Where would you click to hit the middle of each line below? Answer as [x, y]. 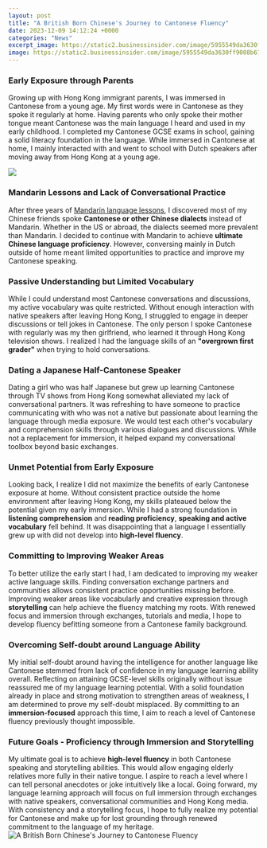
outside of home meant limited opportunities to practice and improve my [126, 252]
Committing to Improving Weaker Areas [86, 556]
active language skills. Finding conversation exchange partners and [118, 581]
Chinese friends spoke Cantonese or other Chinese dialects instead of [125, 218]
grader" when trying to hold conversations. [79, 349]
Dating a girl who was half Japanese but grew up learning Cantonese [121, 388]
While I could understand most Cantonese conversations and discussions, [130, 299]
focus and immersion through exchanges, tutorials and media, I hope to [125, 615]
